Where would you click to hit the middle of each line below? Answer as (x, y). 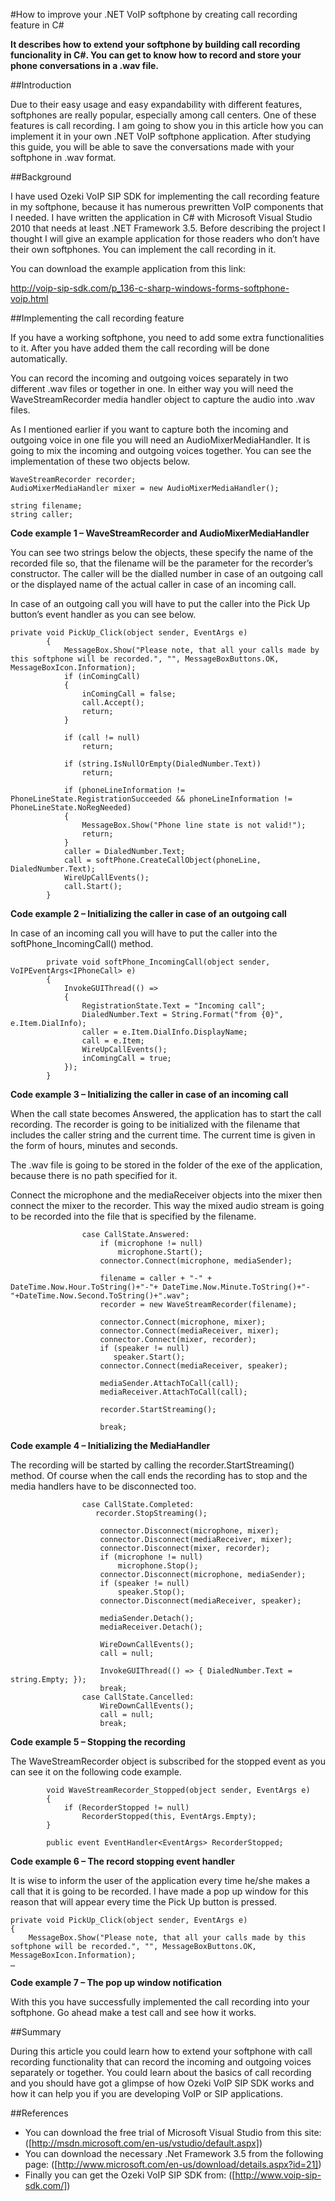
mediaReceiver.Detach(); (151, 1627)
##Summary (36, 2032)
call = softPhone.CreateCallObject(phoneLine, (162, 860)
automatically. (39, 358)
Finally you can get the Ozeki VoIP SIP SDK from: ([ (130, 2175)
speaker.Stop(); (151, 1592)
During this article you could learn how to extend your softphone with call (161, 2051)
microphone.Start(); (160, 1252)
